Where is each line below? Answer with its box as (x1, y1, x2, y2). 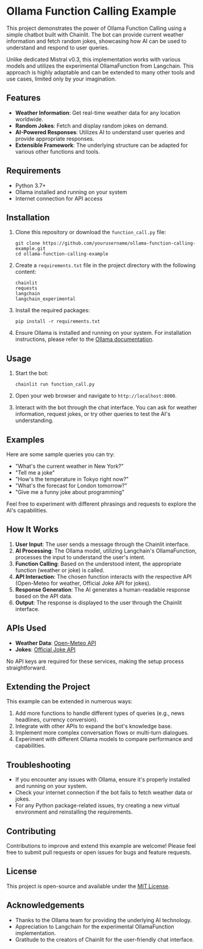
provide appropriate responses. (15, 135, 94, 142)
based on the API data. (15, 592, 73, 600)
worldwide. (15, 115, 44, 123)
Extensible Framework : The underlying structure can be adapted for (15, 141, 188, 149)
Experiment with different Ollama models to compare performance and (15, 736, 193, 743)
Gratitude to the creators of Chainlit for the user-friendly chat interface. (15, 936, 194, 943)
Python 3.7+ (15, 182, 46, 189)
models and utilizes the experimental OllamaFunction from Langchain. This (6, 62, 194, 70)
